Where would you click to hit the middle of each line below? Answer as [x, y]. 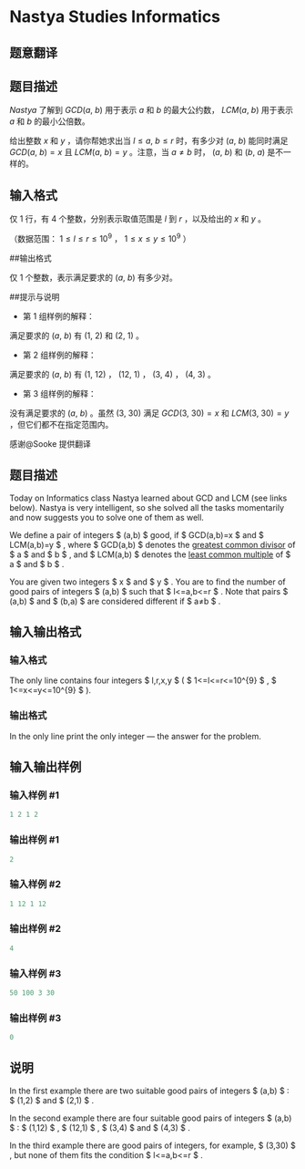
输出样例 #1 [34, 840]
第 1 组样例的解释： [59, 316]
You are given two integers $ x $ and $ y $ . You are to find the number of [148, 582]
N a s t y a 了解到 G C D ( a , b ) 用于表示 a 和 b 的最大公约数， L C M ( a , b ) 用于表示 [152, 110]
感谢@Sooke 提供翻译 [50, 443]
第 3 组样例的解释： [60, 393]
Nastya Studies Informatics [115, 17]
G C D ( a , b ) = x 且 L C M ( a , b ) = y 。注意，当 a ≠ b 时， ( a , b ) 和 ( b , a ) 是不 [147, 152]
